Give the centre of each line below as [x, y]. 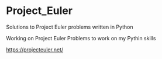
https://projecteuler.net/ [35, 49]
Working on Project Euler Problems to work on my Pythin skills [81, 38]
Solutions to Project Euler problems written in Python [70, 27]
